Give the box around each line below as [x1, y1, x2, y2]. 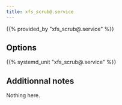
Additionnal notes [6, 76, 75, 86]
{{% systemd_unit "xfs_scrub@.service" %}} [6, 58, 117, 66]
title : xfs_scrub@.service [6, 8, 74, 15]
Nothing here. [6, 92, 40, 99]
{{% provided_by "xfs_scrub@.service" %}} [6, 25, 114, 32]
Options [6, 43, 37, 53]
